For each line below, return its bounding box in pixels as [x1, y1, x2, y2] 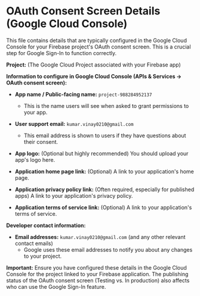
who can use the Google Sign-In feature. [6, 283, 106, 290]
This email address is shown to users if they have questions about [23, 132, 186, 139]
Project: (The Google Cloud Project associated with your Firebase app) [6, 61, 181, 68]
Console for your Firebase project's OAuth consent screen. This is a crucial [6, 43, 191, 50]
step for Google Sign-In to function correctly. [6, 49, 117, 56]
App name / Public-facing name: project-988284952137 [14, 90, 152, 98]
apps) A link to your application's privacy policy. [14, 192, 133, 199]
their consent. [23, 138, 59, 145]
